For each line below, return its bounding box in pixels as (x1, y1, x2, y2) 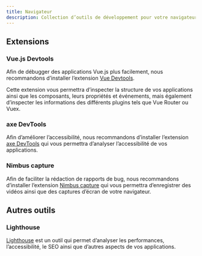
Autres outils (6, 205, 56, 216)
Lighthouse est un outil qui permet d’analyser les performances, (6, 237, 165, 244)
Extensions (6, 37, 49, 47)
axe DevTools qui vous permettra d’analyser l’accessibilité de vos (6, 140, 168, 147)
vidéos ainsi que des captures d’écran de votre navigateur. (6, 188, 151, 195)
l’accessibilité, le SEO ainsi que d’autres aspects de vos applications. (6, 243, 176, 251)
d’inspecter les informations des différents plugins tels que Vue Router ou (6, 99, 189, 106)
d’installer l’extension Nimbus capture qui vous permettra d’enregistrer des (6, 181, 191, 189)
